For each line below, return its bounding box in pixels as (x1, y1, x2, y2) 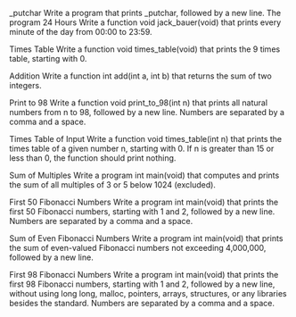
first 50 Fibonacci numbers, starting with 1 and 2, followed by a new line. (9, 206, 275, 217)
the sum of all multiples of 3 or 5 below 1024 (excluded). (9, 179, 217, 190)
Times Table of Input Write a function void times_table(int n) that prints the (9, 134, 283, 144)
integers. (9, 80, 42, 90)
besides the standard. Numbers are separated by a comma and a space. (9, 298, 275, 308)
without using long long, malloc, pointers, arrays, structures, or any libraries (9, 288, 287, 298)
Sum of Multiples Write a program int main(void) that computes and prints (9, 170, 280, 180)
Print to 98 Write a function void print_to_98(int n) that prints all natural (9, 97, 268, 108)
